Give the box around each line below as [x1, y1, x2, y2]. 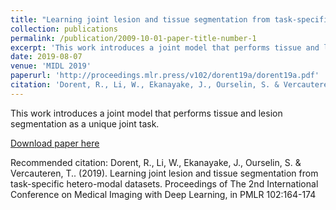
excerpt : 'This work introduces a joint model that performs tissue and [10, 42, 320, 53]
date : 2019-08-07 [10, 52, 83, 62]
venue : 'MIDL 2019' [10, 61, 92, 71]
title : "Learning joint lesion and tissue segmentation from [10, 14, 271, 25]
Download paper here [10, 137, 100, 149]
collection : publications [10, 24, 118, 34]
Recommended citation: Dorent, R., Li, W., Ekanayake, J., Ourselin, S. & [10, 156, 302, 168]
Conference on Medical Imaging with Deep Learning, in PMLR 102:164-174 [10, 188, 317, 200]
